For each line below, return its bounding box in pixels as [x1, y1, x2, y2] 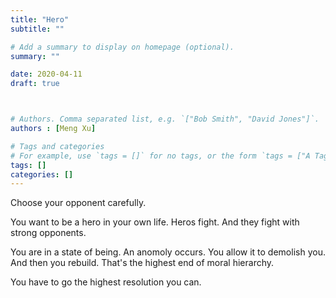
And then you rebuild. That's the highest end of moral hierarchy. [10, 257, 275, 269]
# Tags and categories [10, 141, 105, 151]
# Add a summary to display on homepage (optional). [10, 42, 235, 52]
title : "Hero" [10, 14, 70, 25]
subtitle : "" [10, 24, 65, 34]
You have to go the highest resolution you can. [10, 276, 202, 288]
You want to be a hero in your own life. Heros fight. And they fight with [10, 216, 300, 228]
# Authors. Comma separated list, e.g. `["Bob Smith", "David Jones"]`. [10, 114, 320, 125]
